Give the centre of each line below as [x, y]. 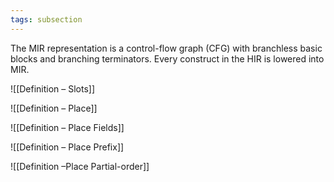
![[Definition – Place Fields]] [67, 127]
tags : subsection [46, 19]
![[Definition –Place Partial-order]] [80, 166]
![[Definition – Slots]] [53, 88]
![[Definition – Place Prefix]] [67, 147]
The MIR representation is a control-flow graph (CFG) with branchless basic [166, 48]
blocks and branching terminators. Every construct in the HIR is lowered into [167, 58]
